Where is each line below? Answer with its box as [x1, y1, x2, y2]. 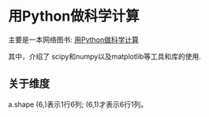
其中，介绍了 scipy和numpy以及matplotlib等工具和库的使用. [8, 51, 201, 61]
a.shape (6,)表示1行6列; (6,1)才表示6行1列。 [8, 100, 148, 109]
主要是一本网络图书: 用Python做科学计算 [8, 35, 140, 44]
